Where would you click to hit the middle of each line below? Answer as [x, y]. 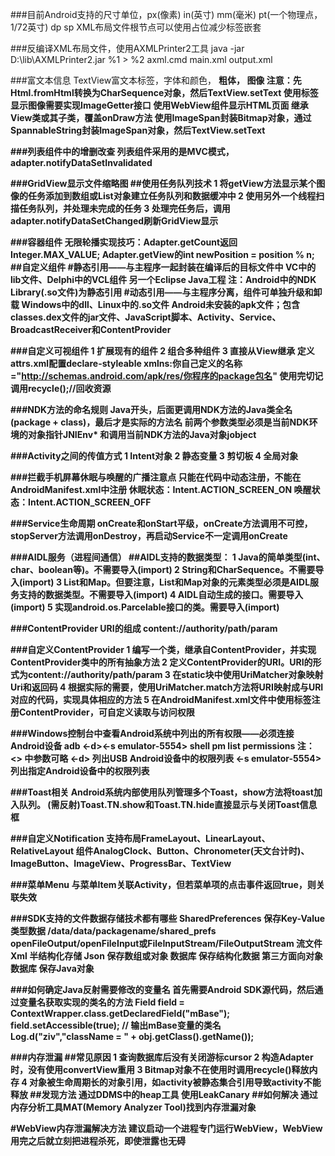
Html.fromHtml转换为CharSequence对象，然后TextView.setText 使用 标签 [164, 92]
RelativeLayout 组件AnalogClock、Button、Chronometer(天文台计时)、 [160, 851]
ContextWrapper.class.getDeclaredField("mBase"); [120, 1013]
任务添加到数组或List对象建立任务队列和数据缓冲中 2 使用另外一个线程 [172, 196]
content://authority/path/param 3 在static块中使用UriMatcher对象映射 [175, 674]
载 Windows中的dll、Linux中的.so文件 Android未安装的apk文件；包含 [155, 304]
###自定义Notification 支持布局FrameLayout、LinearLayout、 [140, 838]
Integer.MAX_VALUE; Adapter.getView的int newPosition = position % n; [162, 254]
